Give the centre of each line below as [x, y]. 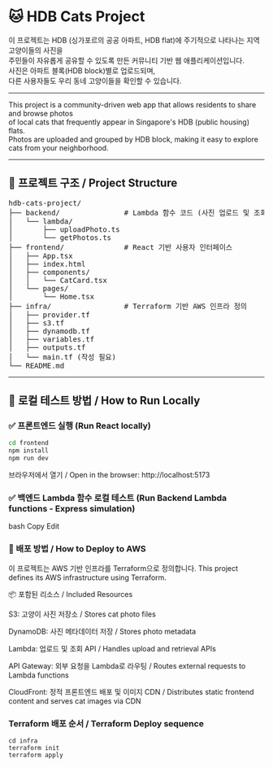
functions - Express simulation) [72, 508]
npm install [28, 451]
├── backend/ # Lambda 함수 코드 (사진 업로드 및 [129, 212]
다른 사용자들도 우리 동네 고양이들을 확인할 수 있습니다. [95, 81]
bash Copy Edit [34, 526]
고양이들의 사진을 [36, 50]
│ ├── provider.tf [50, 315]
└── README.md [37, 366]
